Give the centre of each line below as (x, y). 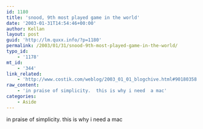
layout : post (23, 35)
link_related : (24, 74)
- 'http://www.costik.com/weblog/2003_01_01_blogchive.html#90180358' (108, 79)
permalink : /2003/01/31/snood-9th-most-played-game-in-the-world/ (92, 46)
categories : (21, 96)
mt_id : (15, 62)
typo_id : (17, 51)
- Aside (27, 102)
